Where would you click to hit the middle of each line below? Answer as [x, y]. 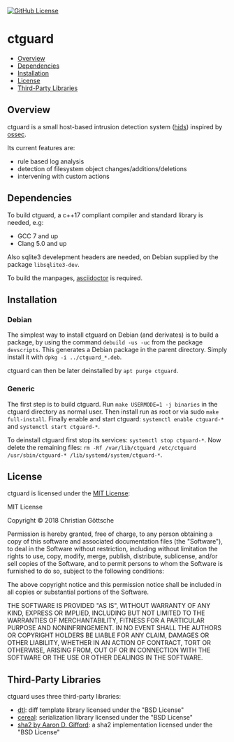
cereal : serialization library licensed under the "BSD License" [105, 718]
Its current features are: [41, 147]
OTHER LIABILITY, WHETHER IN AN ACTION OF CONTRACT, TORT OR [109, 643]
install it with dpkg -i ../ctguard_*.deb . [65, 357]
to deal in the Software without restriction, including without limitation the [112, 549]
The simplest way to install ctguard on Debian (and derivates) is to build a [113, 335]
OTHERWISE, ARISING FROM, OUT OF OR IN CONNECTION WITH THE [109, 650]
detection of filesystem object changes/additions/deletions [102, 168]
